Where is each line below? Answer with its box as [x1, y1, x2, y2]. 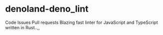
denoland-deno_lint [5, 3, 89, 15]
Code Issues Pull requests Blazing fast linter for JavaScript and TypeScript [5, 19, 158, 25]
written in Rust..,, [5, 24, 40, 30]
